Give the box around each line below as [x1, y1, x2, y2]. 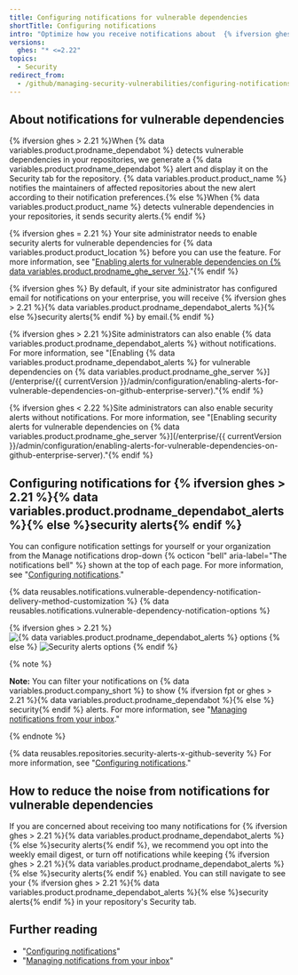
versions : [9, 37, 46, 47]
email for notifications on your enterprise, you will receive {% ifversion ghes [9, 292, 286, 303]
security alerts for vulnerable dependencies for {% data [9, 237, 213, 249]
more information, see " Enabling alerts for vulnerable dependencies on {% [9, 257, 281, 268]
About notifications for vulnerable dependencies [9, 112, 285, 127]
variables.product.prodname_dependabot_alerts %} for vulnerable [9, 357, 251, 368]
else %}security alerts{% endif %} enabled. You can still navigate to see [21, 868, 286, 879]
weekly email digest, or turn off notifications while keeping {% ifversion [9, 850, 271, 860]
